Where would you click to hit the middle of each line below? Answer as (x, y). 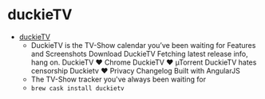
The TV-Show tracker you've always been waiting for (119, 79)
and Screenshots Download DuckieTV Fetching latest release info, (139, 53)
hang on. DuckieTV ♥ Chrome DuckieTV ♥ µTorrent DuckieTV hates (144, 62)
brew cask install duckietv (77, 88)
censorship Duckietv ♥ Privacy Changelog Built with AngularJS (135, 70)
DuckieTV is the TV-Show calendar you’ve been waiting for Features (143, 45)
